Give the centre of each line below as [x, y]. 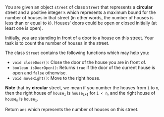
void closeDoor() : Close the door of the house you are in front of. [79, 62]
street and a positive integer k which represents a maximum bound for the [81, 12]
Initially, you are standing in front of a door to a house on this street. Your [80, 38]
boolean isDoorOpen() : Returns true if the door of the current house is [83, 67]
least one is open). [24, 28]
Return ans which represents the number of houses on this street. [72, 109]
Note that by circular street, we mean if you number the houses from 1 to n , [82, 88]
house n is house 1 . [22, 99]
